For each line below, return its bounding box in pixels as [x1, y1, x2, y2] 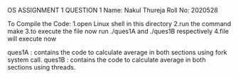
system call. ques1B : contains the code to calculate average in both [7, 56, 206, 64]
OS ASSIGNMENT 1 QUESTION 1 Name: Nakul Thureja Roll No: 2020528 [7, 6, 218, 14]
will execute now [7, 34, 57, 43]
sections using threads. [7, 63, 76, 71]
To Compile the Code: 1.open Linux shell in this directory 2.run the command [7, 20, 232, 27]
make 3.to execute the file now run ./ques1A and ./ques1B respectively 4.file [7, 27, 229, 35]
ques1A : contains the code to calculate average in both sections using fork [7, 48, 227, 56]
